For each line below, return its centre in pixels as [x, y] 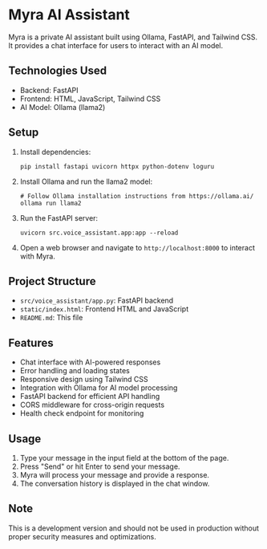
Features [31, 343]
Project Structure [52, 281]
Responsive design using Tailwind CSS [84, 380]
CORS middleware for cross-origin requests [92, 405]
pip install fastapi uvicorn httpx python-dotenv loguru [117, 166]
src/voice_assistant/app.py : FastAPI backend [97, 301]
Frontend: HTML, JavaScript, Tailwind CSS [90, 99]
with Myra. [38, 256]
